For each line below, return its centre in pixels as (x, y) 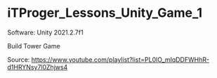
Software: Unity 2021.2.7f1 (45, 32)
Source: (19, 59)
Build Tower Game (34, 46)
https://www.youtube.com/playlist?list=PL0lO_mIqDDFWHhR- (120, 59)
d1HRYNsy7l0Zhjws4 (38, 67)
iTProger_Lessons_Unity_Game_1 (105, 13)
